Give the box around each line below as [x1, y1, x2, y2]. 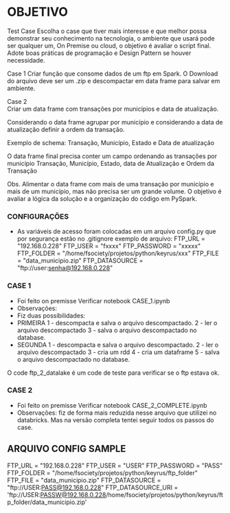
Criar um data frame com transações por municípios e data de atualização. [7, 105, 219, 113]
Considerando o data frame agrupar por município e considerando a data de [7, 118, 223, 126]
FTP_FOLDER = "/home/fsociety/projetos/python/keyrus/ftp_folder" [7, 468, 198, 477]
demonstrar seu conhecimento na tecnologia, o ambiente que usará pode [7, 34, 215, 42]
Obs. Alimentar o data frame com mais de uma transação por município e [7, 179, 214, 188]
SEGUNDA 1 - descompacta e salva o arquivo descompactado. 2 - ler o [16, 340, 219, 349]
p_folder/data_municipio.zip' [7, 498, 87, 506]
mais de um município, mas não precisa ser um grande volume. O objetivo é [7, 187, 222, 195]
